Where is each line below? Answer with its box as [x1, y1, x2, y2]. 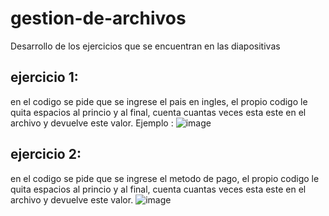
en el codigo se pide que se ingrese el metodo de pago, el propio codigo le [10, 172, 320, 184]
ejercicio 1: [10, 69, 79, 86]
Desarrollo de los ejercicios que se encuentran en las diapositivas [10, 40, 281, 52]
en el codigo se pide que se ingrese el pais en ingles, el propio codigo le [10, 95, 308, 107]
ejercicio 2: [10, 146, 82, 163]
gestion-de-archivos [10, 7, 187, 30]
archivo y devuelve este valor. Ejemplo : [10, 117, 174, 129]
